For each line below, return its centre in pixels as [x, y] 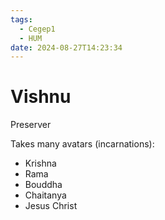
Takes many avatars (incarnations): [82, 144]
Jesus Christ [51, 206]
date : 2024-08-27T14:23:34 [66, 47]
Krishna [40, 163]
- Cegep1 [37, 29]
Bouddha [43, 185]
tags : [21, 19]
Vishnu [41, 97]
